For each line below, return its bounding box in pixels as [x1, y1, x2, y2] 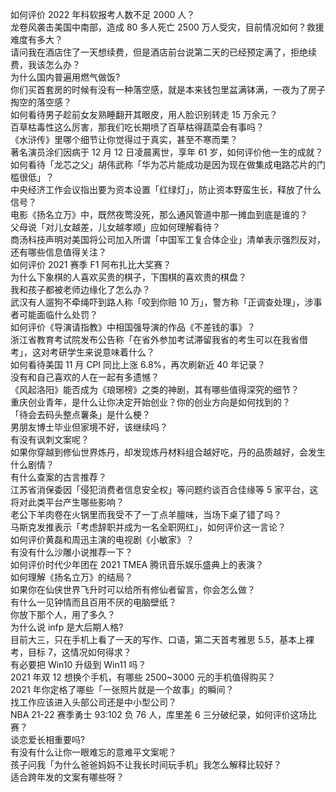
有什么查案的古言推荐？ [10, 471, 107, 483]
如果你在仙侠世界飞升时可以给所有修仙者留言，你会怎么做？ [10, 584, 256, 595]
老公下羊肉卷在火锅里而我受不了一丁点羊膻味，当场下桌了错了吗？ [10, 509, 282, 520]
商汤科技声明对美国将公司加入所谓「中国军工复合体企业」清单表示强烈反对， [10, 234, 326, 245]
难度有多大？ [10, 34, 63, 45]
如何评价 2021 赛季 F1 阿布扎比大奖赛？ [10, 259, 172, 270]
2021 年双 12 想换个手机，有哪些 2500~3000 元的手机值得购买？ [10, 671, 277, 683]
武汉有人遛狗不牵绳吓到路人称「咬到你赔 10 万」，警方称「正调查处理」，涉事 [10, 296, 323, 308]
